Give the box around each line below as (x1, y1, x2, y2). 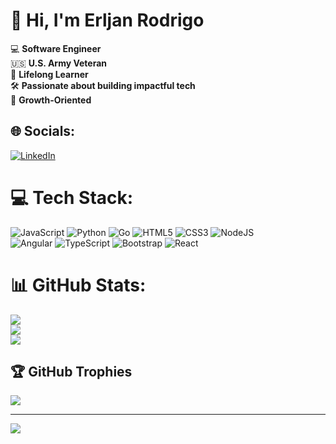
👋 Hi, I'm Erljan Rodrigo (10, 9, 205, 32)
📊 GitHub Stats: (10, 274, 147, 296)
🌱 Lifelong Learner (10, 68, 89, 80)
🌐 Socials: (10, 123, 76, 140)
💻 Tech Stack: (10, 186, 134, 209)
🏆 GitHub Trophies (10, 364, 133, 381)
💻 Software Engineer (10, 42, 102, 54)
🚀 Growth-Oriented (10, 94, 92, 106)
